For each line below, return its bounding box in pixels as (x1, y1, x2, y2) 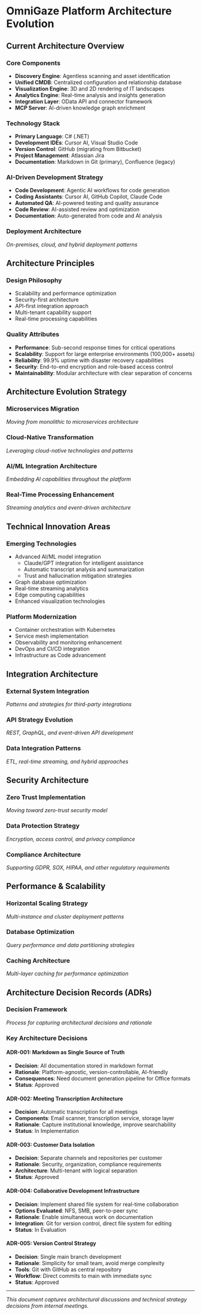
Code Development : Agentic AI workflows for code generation (14, 187, 170, 194)
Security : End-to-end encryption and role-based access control (14, 363, 173, 370)
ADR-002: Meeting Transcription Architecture (6, 1095, 124, 1102)
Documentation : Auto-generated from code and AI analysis (14, 212, 163, 219)
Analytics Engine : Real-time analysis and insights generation (14, 91, 166, 98)
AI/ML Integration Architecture (6, 462, 98, 470)
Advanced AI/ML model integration (14, 553, 102, 560)
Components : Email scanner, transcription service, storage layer (14, 1115, 175, 1122)
